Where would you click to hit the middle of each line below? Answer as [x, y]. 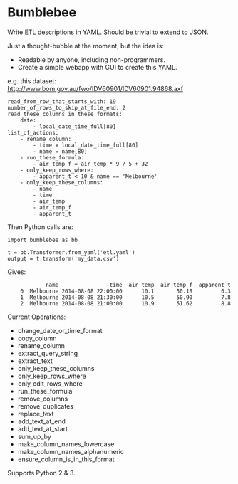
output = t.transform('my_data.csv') [63, 258]
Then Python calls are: [40, 227]
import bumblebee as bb [43, 240]
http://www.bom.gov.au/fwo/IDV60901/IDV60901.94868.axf [95, 88]
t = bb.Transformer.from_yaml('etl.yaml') [71, 252]
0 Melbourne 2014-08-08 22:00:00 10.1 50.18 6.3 [126, 291]
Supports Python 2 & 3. [42, 473]
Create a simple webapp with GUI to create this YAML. [97, 67]
